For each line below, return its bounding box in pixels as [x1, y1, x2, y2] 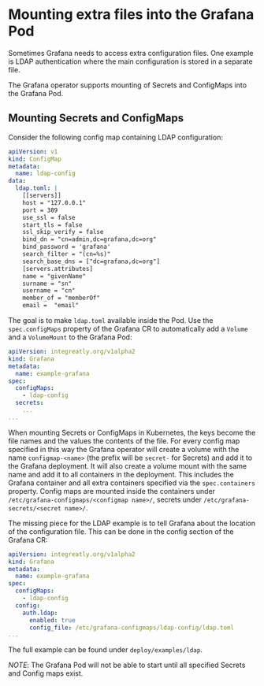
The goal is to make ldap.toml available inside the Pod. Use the [8, 316, 214, 324]
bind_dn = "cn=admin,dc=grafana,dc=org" [22, 235, 157, 243]
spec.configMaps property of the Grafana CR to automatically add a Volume [8, 324, 248, 333]
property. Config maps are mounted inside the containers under [8, 486, 215, 495]
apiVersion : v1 [8, 147, 58, 155]
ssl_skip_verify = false [22, 228, 104, 236]
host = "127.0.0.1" [22, 198, 87, 206]
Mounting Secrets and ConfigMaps [8, 112, 184, 125]
